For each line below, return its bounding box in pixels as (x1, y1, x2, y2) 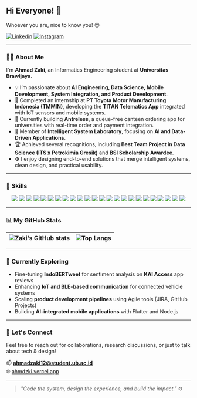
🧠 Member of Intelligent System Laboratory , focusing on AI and (14, 128, 171, 135)
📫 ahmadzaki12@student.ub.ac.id (6, 359, 93, 367)
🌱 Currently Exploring (6, 257, 69, 265)
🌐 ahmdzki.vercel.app (6, 368, 60, 375)
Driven (14, 134, 32, 141)
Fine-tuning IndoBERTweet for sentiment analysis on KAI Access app (14, 271, 184, 278)
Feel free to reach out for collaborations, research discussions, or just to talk (6, 342, 191, 349)
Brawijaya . (6, 73, 32, 80)
